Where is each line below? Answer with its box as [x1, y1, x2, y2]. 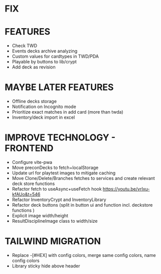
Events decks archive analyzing [12, 48, 78, 54]
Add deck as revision [12, 64, 56, 70]
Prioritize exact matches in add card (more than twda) [12, 109, 123, 115]
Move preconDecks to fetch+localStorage [12, 164, 99, 170]
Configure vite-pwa [12, 159, 53, 165]
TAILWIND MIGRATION [5, 236, 101, 247]
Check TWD [12, 43, 38, 49]
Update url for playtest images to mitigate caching [12, 170, 116, 176]
